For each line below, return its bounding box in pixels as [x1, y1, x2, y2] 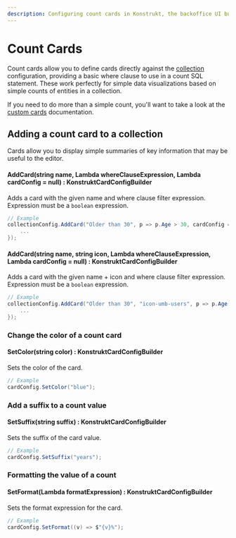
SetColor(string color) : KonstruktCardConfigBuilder [7, 348, 164, 356]
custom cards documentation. [7, 107, 94, 116]
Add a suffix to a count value [7, 400, 107, 410]
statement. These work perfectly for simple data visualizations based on [7, 79, 216, 87]
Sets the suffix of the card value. [7, 433, 102, 441]
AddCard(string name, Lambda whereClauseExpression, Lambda [7, 170, 202, 178]
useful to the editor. [7, 154, 64, 163]
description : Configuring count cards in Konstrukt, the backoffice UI [7, 10, 221, 18]
